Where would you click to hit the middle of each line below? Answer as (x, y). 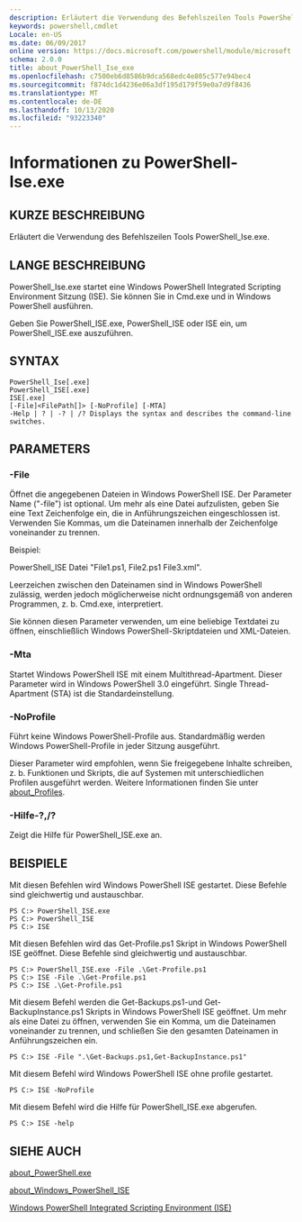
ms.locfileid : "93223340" (58, 118)
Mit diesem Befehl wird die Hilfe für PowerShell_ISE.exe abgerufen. (133, 1107)
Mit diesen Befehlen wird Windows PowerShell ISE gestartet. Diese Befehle (148, 885)
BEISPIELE (39, 863)
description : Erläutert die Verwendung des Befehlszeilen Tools (132, 18)
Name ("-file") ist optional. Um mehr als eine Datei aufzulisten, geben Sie (144, 504)
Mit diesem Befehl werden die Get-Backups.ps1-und (106, 1002)
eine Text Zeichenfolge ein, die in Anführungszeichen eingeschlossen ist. (145, 514)
